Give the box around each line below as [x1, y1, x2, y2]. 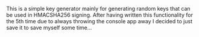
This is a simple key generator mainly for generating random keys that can [6, 5, 191, 12]
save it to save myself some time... [6, 24, 92, 31]
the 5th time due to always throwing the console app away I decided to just [6, 18, 193, 24]
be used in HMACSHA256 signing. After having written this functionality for [6, 11, 193, 18]
